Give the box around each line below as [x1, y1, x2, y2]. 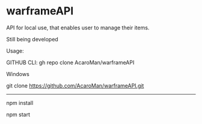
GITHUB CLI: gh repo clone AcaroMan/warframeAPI [6, 59, 135, 66]
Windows [6, 70, 30, 77]
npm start [6, 111, 31, 118]
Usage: [6, 47, 24, 55]
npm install [6, 99, 34, 106]
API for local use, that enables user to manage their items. [6, 24, 150, 31]
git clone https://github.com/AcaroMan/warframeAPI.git [6, 82, 144, 89]
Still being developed [6, 35, 58, 43]
